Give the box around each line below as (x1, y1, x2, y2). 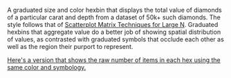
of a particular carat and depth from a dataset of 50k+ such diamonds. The (7, 13, 221, 21)
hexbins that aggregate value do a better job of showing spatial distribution (7, 28, 221, 36)
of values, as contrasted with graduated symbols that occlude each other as (7, 35, 225, 43)
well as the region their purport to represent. (7, 43, 133, 50)
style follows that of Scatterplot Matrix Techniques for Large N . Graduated (7, 21, 219, 28)
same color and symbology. (7, 64, 86, 71)
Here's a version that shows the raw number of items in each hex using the (7, 56, 221, 64)
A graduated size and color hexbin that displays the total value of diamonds (7, 6, 223, 14)
